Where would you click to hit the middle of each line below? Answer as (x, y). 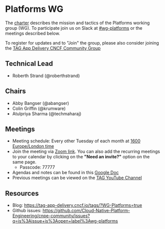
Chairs (16, 91)
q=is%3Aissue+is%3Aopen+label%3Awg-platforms (65, 221)
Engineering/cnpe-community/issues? (51, 216)
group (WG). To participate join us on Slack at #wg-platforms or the (74, 28)
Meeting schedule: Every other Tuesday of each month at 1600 (76, 141)
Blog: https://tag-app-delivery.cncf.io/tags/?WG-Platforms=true (77, 205)
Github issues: (27, 211)
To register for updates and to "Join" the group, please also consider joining (82, 43)
